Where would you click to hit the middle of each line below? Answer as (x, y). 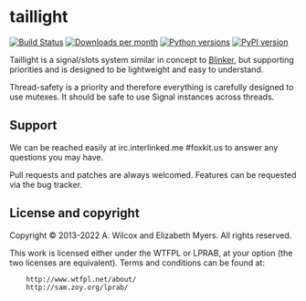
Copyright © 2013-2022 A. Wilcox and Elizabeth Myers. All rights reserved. (151, 235)
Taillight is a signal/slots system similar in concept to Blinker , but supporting (152, 59)
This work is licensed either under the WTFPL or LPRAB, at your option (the (151, 253)
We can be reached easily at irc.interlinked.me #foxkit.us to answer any (144, 147)
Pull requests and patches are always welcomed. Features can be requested (153, 174)
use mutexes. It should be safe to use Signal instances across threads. (142, 97)
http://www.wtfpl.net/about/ (81, 279)
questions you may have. (57, 157)
